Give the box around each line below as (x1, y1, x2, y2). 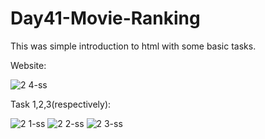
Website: (10, 59, 47, 71)
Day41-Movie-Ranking (10, 7, 201, 30)
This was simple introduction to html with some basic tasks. (10, 40, 257, 52)
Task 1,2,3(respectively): (10, 98, 112, 110)
